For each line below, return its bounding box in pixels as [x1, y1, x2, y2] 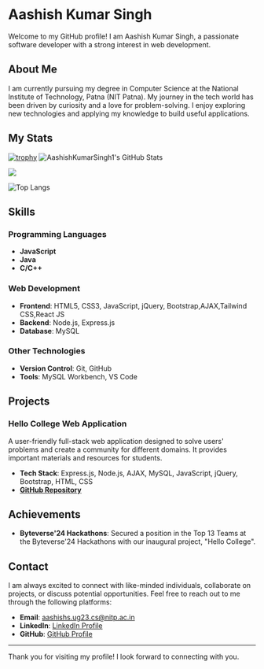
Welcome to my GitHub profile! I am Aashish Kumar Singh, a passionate [8, 31, 240, 41]
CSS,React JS [19, 309, 65, 319]
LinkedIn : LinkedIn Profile [19, 621, 103, 630]
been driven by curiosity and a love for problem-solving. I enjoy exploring [8, 100, 246, 109]
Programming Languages [8, 228, 108, 239]
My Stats [8, 131, 53, 145]
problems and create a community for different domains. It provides [8, 445, 228, 454]
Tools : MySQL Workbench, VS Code [19, 371, 137, 381]
